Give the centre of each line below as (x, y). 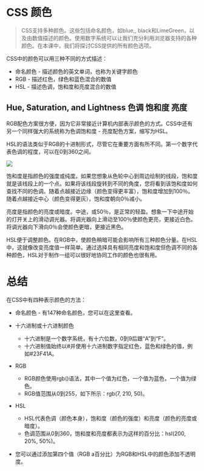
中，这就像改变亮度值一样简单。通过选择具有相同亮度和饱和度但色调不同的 (99, 247)
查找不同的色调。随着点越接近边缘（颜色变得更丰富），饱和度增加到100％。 (100, 191)
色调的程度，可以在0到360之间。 (53, 151)
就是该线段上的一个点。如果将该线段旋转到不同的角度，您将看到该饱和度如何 (102, 184)
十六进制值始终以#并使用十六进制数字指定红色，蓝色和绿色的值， (106, 346)
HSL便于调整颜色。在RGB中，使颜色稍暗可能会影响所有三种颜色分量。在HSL (102, 239)
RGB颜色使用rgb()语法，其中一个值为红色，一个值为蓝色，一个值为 (107, 378)
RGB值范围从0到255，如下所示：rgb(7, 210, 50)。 (86, 393)
